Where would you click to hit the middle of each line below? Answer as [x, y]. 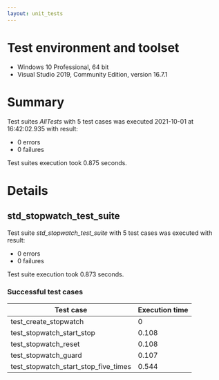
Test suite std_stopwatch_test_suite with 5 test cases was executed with [110, 233]
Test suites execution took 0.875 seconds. [67, 162]
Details [28, 190]
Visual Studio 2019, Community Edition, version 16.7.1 [92, 74]
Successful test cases [45, 292]
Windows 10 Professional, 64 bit [63, 67]
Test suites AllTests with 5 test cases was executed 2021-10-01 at [101, 121]
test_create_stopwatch [47, 321]
